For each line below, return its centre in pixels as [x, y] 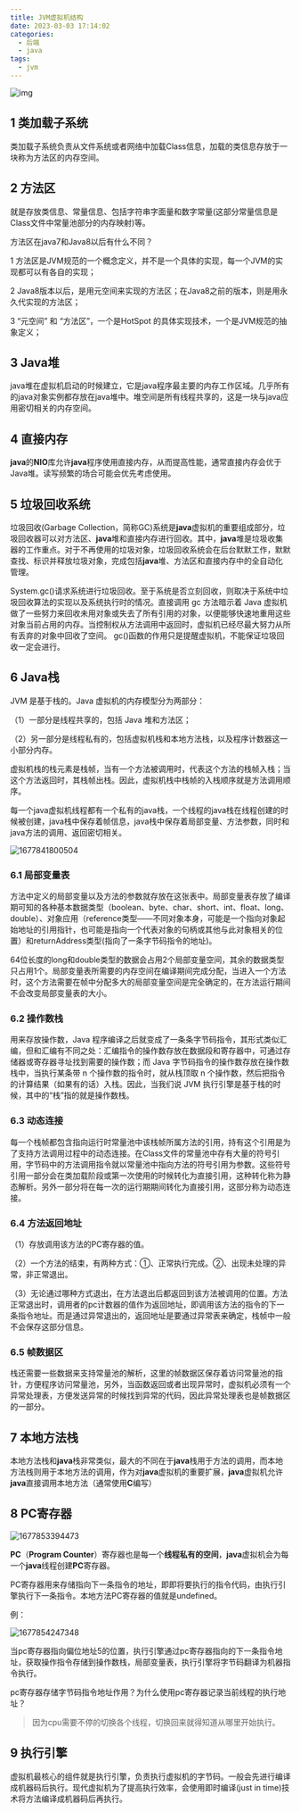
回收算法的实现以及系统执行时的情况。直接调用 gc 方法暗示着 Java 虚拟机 [152, 602]
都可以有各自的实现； [57, 271]
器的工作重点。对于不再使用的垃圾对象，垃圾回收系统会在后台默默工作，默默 [150, 549]
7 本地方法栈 [45, 1438]
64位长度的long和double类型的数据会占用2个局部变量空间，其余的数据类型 [147, 960]
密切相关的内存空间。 [57, 408]
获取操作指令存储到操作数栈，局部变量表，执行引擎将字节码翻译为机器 [154, 1662]
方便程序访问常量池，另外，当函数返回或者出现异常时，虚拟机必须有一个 [158, 1384]
